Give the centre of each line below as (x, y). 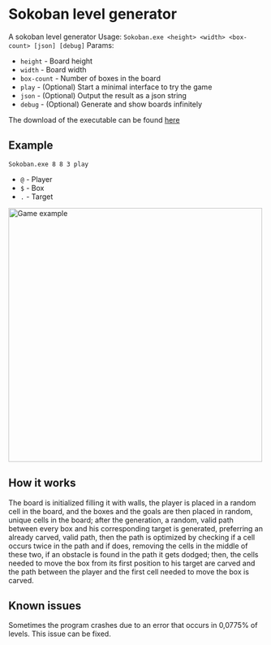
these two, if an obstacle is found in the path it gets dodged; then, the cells (133, 554)
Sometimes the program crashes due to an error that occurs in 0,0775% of (133, 626)
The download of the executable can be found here (94, 119)
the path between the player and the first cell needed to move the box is (129, 571)
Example (31, 146)
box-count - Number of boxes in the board (90, 78)
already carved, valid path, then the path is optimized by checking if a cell (132, 537)
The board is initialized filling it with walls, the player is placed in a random (132, 502)
